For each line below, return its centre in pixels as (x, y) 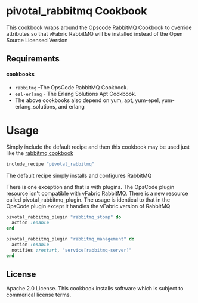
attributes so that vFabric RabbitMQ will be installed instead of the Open (95, 33)
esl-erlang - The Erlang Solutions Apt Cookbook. (75, 94)
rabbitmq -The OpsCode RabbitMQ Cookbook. (71, 87)
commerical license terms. (39, 295)
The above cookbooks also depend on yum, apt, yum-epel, (87, 100)
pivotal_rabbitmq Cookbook (77, 11)
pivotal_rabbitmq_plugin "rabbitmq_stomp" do (64, 217)
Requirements (33, 59)
